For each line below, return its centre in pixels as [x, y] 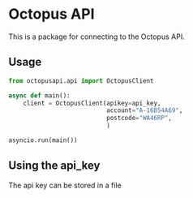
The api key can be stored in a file [65, 185]
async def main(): [39, 95]
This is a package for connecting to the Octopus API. [96, 37]
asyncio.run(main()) [43, 140]
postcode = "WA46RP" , [139, 118]
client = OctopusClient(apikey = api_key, [92, 103]
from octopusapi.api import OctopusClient [81, 81]
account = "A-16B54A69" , [145, 110]
